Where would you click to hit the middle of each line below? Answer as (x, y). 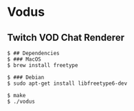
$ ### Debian (26, 77)
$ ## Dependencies (33, 53)
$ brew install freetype (43, 65)
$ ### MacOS (24, 59)
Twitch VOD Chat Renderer (66, 38)
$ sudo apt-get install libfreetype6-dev (67, 83)
